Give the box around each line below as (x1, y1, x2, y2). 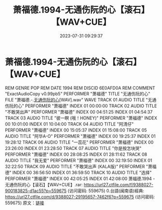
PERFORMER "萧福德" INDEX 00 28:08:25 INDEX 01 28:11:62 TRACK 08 (5, 151, 147, 157)
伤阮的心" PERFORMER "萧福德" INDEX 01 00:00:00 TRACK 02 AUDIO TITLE (5, 103, 157, 109)
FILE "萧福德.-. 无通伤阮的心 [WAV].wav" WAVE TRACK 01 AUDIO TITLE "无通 (5, 97, 157, 102)
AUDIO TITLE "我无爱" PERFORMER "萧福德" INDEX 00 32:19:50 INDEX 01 (5, 157, 152, 163)
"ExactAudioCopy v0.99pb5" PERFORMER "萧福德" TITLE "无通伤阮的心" (5, 91, 151, 97)
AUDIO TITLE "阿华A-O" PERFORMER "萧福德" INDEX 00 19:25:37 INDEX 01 (5, 133, 156, 139)
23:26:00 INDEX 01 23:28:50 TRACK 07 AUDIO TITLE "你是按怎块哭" (5, 145, 142, 151)
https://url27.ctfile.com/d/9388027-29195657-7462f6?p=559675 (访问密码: (5, 194, 155, 199)
